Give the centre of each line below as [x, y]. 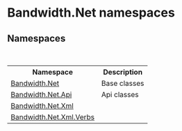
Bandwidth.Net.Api [41, 95]
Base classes [123, 83]
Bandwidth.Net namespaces [91, 13]
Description [123, 72]
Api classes [120, 95]
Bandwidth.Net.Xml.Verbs [53, 117]
